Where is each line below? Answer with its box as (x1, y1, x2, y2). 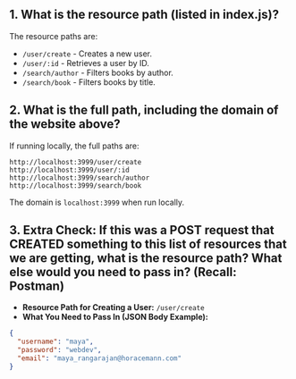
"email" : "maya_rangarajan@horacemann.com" (17, 354, 182, 363)
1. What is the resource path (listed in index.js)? (9, 7, 280, 22)
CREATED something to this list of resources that (9, 237, 288, 252)
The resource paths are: (9, 30, 98, 41)
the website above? (9, 116, 121, 132)
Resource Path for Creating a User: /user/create (21, 302, 205, 313)
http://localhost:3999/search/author (9, 173, 150, 182)
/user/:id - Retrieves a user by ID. (21, 57, 150, 68)
